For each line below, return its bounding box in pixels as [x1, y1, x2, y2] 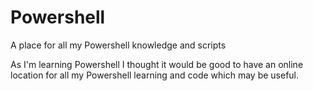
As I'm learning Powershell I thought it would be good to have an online [10, 58, 304, 70]
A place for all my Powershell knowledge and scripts [10, 39, 227, 51]
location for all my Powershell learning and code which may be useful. [10, 69, 300, 81]
